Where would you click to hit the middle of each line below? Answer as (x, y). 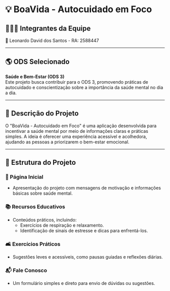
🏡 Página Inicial (25, 177)
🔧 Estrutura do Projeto (40, 162)
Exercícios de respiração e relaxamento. (62, 225)
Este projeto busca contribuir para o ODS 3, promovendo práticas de (77, 82)
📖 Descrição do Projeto (42, 113)
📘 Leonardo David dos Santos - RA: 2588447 (52, 41)
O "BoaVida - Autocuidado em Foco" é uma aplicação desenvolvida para (81, 126)
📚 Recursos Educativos (35, 207)
